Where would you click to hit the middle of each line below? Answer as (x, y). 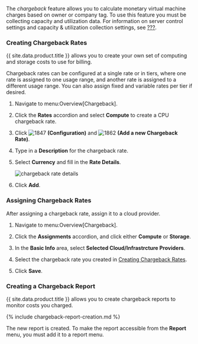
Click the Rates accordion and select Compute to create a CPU (92, 115)
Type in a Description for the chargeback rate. (72, 151)
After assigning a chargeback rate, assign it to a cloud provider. (83, 213)
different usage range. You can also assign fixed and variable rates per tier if (99, 86)
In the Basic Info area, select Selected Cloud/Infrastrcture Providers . (100, 247)
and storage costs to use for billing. (49, 62)
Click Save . (29, 271)
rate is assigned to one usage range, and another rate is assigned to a (91, 80)
